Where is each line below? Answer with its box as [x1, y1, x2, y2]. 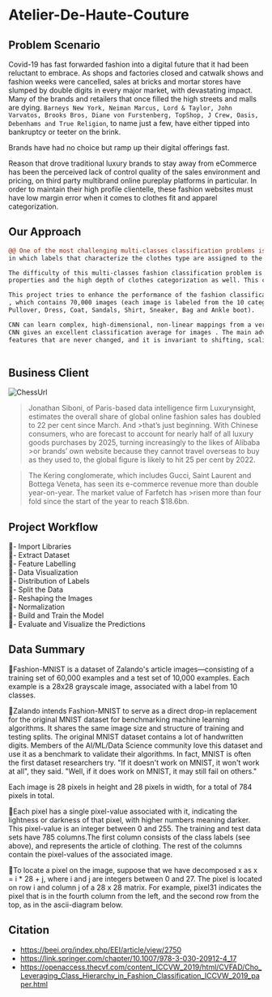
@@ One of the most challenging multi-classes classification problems [8, 246, 255, 255]
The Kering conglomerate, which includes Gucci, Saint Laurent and [28, 471, 252, 481]
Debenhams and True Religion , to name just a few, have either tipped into [8, 119, 250, 127]
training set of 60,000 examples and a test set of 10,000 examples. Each [8, 672, 249, 683]
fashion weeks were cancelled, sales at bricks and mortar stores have [8, 77, 241, 86]
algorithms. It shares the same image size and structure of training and [8, 723, 244, 732]
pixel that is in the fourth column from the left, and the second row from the [8, 891, 259, 900]
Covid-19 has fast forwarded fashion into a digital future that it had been [8, 59, 249, 69]
